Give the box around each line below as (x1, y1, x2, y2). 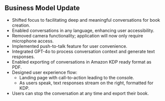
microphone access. (11, 38, 54, 44)
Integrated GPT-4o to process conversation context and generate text (11, 48, 155, 54)
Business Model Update (4, 4, 80, 12)
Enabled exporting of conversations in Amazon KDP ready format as (11, 59, 152, 65)
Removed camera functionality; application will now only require (11, 33, 144, 38)
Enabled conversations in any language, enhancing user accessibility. (11, 27, 155, 34)
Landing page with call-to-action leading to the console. (19, 74, 135, 80)
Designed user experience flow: (11, 69, 78, 75)
